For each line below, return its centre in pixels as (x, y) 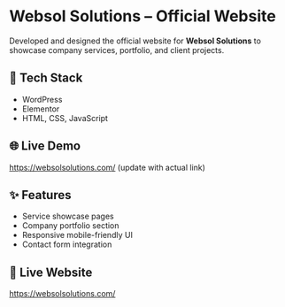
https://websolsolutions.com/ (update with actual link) (108, 167)
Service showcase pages (68, 216)
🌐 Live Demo (45, 146)
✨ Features (40, 195)
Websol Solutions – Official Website (142, 16)
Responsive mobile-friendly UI (77, 235)
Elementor (41, 109)
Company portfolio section (70, 226)
